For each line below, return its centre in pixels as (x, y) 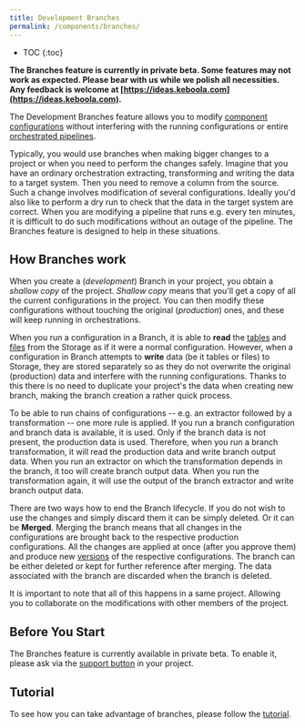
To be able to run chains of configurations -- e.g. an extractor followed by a (151, 413)
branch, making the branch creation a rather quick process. (121, 396)
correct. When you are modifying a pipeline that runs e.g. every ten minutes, (152, 211)
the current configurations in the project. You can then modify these (137, 300)
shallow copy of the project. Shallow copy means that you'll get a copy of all (152, 291)
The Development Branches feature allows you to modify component (139, 116)
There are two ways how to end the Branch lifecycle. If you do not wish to (147, 508)
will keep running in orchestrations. (75, 320)
